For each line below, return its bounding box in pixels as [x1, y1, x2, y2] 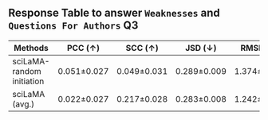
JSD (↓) [184, 42, 217, 53]
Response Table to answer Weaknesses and [8, 6, 221, 20]
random [12, 65, 41, 76]
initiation [12, 75, 45, 87]
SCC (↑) [125, 42, 160, 53]
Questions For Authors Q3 [8, 19, 139, 33]
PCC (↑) [66, 42, 100, 53]
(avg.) [12, 99, 35, 110]
